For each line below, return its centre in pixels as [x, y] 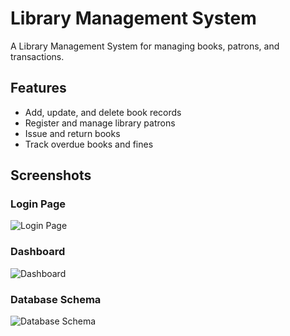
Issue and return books [72, 133]
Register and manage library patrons [100, 123]
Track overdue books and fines [89, 144]
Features [38, 88]
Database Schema [56, 299]
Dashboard [38, 252]
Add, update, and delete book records [103, 112]
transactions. [37, 56]
